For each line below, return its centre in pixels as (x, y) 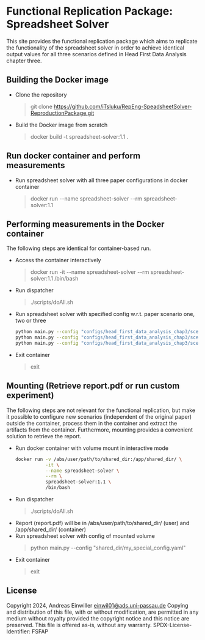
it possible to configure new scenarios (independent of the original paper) (99, 416)
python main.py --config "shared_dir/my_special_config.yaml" (108, 548)
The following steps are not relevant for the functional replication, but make (101, 410)
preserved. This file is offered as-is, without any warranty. (79, 625)
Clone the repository (41, 94)
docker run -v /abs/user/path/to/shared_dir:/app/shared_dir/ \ (99, 459)
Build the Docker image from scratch (61, 125)
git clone (41, 106)
